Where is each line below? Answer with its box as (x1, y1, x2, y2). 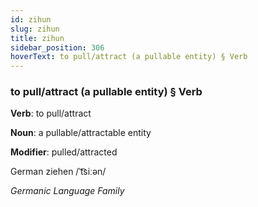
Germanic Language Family (10, 185, 125, 197)
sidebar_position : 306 (10, 42, 105, 53)
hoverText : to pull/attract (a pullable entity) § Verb (10, 52, 248, 62)
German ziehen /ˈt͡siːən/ (10, 166, 107, 178)
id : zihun (10, 14, 52, 25)
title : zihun (10, 33, 65, 43)
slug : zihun (10, 24, 60, 34)
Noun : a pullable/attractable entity (10, 127, 152, 139)
